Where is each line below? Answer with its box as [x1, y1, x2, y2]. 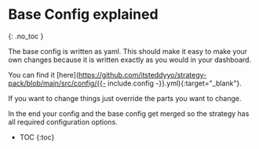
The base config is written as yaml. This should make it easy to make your [8, 46, 248, 56]
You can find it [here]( [8, 70, 79, 79]
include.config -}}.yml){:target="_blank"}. [107, 78, 242, 88]
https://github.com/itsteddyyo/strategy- [78, 70, 207, 79]
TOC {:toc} [19, 132, 55, 142]
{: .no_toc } [8, 31, 44, 41]
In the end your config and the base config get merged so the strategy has [8, 108, 250, 118]
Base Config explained [8, 5, 159, 24]
